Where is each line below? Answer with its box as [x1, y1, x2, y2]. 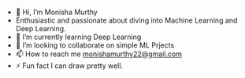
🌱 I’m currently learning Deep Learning [15, 32, 142, 41]
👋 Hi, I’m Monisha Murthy [15, 8, 98, 16]
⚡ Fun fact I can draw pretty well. [15, 61, 124, 70]
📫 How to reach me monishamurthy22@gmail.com [15, 49, 183, 58]
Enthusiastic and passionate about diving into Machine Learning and [15, 16, 238, 25]
